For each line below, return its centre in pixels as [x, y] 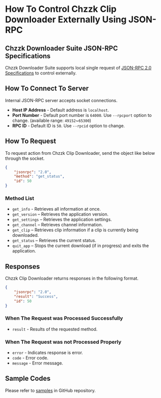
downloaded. [26, 235]
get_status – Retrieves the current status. [54, 241]
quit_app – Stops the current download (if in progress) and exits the [80, 246]
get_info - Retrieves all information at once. [56, 209]
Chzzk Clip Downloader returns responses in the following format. [72, 278]
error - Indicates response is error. [48, 353]
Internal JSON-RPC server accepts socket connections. [61, 100]
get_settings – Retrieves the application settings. [62, 219]
